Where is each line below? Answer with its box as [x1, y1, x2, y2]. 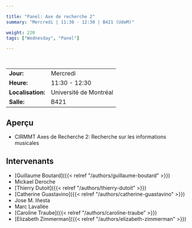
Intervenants [6, 156, 54, 167]
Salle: [9, 98, 25, 106]
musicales [14, 140, 40, 147]
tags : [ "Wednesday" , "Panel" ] [6, 35, 80, 41]
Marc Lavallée [14, 203, 48, 210]
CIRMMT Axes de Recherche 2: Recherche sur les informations [14, 133, 166, 140]
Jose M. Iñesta [14, 196, 51, 203]
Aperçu [6, 118, 34, 127]
